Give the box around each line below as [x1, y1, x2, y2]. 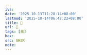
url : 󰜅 [5, 25, 18, 30]
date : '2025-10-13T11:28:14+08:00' [5, 11, 77, 16]
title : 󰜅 [5, 20, 23, 25]
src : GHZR [5, 38, 25, 43]
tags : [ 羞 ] [5, 29, 27, 34]
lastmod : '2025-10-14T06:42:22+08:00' [5, 16, 84, 21]
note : [5, 43, 16, 47]
